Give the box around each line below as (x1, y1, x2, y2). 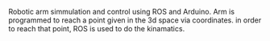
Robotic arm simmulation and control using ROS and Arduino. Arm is (8, 7, 235, 16)
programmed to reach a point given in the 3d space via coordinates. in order (8, 15, 262, 25)
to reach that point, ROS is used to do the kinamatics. (8, 24, 185, 33)
